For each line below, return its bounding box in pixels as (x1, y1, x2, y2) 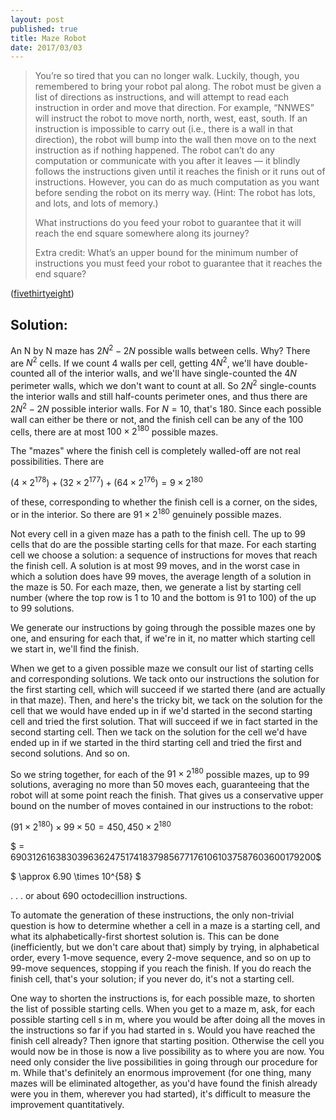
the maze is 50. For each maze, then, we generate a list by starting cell (10, 581, 302, 593)
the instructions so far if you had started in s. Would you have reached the (10, 1024, 316, 1036)
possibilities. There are (10, 456, 105, 468)
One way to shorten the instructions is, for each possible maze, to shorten (10, 992, 315, 1004)
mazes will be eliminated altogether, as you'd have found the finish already (10, 1077, 318, 1089)
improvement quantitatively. (10, 1098, 125, 1110)
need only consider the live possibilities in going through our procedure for (10, 1056, 318, 1068)
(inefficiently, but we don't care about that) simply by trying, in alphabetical (10, 941, 320, 953)
